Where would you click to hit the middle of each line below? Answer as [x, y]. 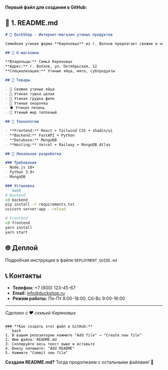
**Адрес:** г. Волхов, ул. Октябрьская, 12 [51, 67]
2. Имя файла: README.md [31, 340]
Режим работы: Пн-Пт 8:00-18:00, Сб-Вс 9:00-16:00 [69, 299]
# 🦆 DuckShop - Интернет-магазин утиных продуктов [59, 35]
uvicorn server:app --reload [35, 209]
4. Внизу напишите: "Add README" [40, 348]
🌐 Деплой [22, 248]
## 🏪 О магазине [22, 53]
